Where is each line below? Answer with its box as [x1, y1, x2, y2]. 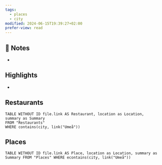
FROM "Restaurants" [5, 120, 45, 125]
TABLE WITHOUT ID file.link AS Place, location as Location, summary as [5, 151, 158, 156]
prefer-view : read [5, 26, 43, 31]
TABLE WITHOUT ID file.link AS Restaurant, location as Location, [5, 111, 144, 116]
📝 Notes [5, 44, 30, 52]
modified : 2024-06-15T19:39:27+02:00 [5, 21, 83, 26]
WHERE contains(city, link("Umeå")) [5, 124, 80, 130]
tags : [5, 7, 16, 12]
